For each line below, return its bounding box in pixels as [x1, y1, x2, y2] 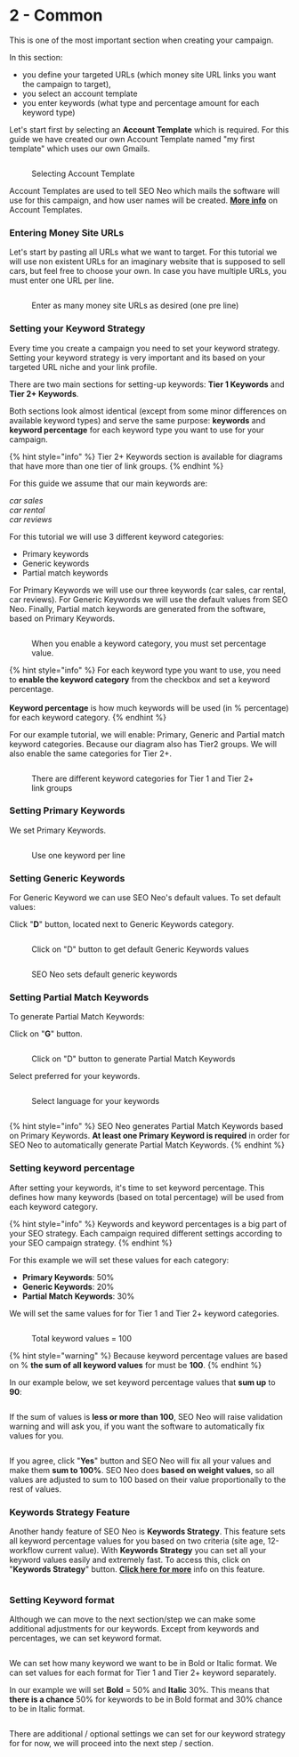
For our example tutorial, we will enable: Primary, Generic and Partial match [9, 729, 286, 739]
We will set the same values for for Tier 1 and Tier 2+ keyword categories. [9, 1308, 279, 1318]
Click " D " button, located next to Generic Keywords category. [9, 919, 234, 930]
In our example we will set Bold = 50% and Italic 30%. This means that [9, 1685, 270, 1696]
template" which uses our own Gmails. [9, 143, 150, 154]
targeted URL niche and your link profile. [9, 361, 158, 372]
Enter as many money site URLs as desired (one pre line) [31, 300, 239, 311]
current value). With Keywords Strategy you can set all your [44, 1545, 267, 1556]
